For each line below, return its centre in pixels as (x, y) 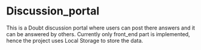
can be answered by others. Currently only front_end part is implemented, (98, 34)
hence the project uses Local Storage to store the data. (75, 40)
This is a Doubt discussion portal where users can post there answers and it (101, 28)
